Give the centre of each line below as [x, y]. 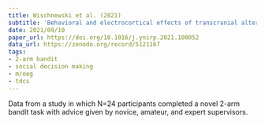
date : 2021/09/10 [37, 30]
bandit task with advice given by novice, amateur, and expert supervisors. [128, 111]
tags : [17, 52]
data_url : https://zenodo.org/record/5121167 [84, 45]
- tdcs [19, 81]
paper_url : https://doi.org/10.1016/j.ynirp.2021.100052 [104, 37]
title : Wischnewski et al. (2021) [65, 15]
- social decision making [50, 67]
